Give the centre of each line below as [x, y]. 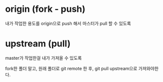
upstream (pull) [38, 44]
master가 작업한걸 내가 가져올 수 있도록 [44, 58]
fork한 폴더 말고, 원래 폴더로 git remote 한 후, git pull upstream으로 [71, 68]
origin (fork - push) [45, 9]
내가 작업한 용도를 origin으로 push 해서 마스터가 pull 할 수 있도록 [68, 23]
